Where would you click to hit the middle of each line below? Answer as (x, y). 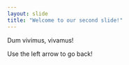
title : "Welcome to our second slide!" (65, 20)
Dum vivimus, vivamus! (40, 40)
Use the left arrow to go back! (50, 54)
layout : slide (28, 14)
